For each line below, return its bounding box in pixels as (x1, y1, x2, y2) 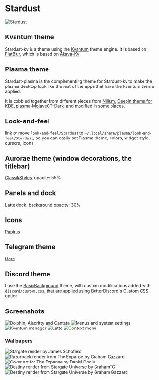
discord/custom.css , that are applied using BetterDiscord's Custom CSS (5, 288, 149, 294)
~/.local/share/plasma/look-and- (84, 131, 152, 136)
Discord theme (5, 270, 51, 278)
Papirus (5, 229, 20, 235)
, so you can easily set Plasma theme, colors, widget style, (33, 135, 150, 141)
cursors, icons (5, 140, 34, 146)
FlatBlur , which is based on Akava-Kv (5, 51, 79, 57)
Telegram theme (5, 243, 56, 251)
